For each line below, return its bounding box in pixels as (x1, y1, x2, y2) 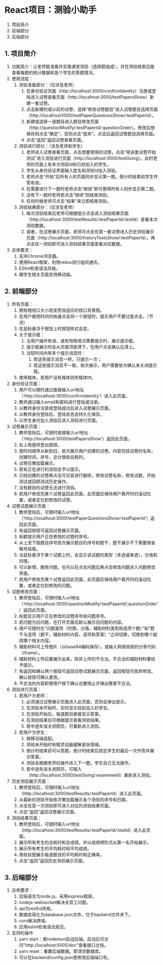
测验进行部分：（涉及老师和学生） (18, 143, 86, 149)
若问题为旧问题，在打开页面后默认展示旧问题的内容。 (18, 619, 126, 625)
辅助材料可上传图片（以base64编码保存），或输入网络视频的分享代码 (18, 643, 156, 649)
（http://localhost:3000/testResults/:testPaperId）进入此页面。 (18, 790, 145, 796)
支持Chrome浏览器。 (18, 253, 61, 259)
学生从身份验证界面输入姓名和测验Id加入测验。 (26, 167, 120, 173)
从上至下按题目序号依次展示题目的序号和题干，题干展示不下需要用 (18, 539, 151, 546)
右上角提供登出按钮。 (18, 441, 62, 448)
